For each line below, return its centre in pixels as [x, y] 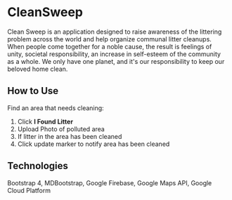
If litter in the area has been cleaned [70, 136]
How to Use [33, 91]
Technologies [38, 166]
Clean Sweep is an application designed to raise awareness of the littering [115, 32]
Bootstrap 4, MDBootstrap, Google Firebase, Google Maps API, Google [110, 182]
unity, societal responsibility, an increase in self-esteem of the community [114, 54]
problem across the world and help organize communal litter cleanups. [110, 39]
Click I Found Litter [45, 121]
